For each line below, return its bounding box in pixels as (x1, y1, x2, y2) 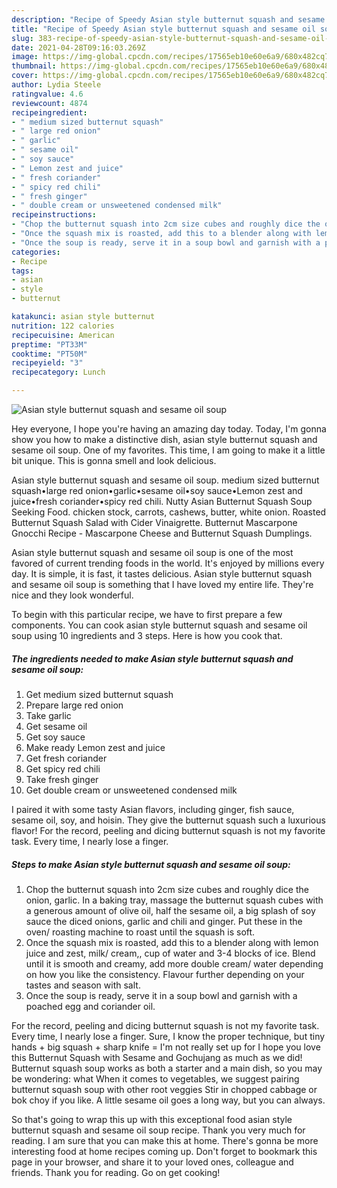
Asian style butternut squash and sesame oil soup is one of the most (11, 547, 294, 558)
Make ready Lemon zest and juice (25, 741, 166, 753)
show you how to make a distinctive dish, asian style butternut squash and (11, 434, 318, 445)
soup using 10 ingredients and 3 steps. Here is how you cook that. (11, 630, 283, 641)
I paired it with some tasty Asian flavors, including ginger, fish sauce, (11, 803, 295, 815)
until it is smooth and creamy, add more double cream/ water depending (25, 957, 324, 970)
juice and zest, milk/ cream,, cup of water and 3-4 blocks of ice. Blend (25, 947, 316, 959)
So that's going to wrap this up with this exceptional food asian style (11, 1113, 293, 1125)
